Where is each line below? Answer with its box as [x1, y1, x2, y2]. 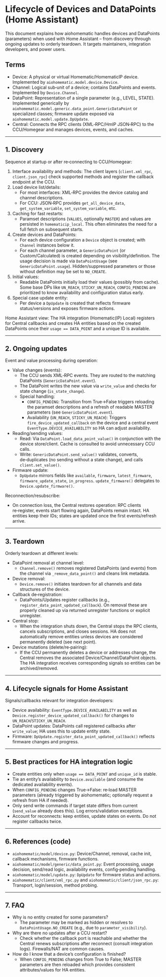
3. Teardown [5, 537, 44, 546]
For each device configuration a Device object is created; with [19, 237, 146, 243]
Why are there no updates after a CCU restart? [12, 930, 107, 936]
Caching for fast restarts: [12, 210, 63, 216]
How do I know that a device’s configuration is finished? [12, 951, 126, 957]
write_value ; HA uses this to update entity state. [12, 728, 111, 734]
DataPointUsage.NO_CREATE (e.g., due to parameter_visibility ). [19, 925, 147, 931]
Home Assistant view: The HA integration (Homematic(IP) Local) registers [5, 315, 155, 321]
